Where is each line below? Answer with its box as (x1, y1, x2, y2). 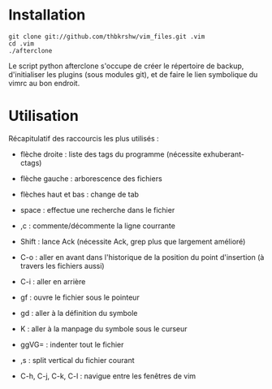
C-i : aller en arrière (19, 276, 86, 286)
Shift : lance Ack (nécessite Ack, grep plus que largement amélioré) (19, 236, 246, 246)
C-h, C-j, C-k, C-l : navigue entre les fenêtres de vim (19, 371, 196, 381)
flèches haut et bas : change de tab (19, 189, 140, 199)
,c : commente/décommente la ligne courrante (19, 221, 176, 231)
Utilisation (8, 107, 79, 125)
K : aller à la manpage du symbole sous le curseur (19, 323, 188, 334)
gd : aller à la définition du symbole (19, 308, 138, 318)
